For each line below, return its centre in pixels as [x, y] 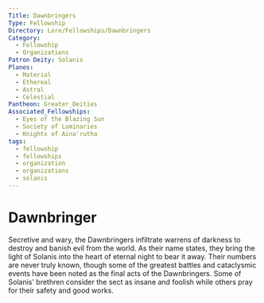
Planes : [21, 68]
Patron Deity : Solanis [46, 60]
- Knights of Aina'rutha [56, 134]
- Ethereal [33, 82]
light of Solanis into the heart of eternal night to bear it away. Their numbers [132, 256]
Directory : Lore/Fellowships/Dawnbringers [80, 30]
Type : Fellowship [37, 23]
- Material [33, 75]
